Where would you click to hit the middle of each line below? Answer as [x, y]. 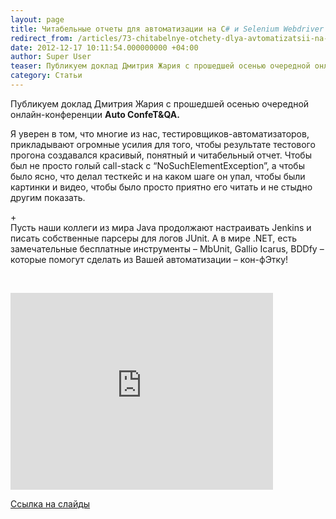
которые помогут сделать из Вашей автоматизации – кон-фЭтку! [149, 259]
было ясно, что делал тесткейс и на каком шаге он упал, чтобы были [158, 176]
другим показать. [48, 197]
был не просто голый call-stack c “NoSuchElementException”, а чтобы [157, 165]
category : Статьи [46, 76]
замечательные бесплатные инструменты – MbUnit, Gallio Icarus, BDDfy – [167, 248]
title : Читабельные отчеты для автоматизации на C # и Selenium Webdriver [167, 29]
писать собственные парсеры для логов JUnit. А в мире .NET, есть [153, 238]
